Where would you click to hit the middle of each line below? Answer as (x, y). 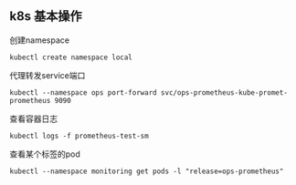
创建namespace (40, 40)
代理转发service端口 (48, 75)
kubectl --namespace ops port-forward (83, 92)
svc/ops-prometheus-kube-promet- (224, 92)
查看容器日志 (33, 118)
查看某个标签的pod (45, 154)
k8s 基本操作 (46, 16)
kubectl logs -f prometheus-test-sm (79, 136)
